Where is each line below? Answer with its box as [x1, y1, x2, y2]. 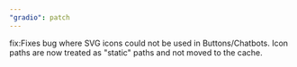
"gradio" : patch [9, 13, 70, 22]
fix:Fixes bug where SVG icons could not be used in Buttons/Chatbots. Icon [9, 38, 289, 48]
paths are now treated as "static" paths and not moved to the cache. [9, 46, 263, 58]
